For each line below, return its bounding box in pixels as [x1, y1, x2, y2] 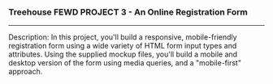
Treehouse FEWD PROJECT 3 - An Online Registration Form [8, 6, 248, 18]
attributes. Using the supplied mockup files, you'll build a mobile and [8, 49, 238, 59]
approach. [8, 67, 43, 77]
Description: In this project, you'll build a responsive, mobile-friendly [8, 32, 237, 42]
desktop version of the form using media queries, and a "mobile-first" [8, 58, 242, 68]
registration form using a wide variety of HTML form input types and [8, 41, 237, 51]
